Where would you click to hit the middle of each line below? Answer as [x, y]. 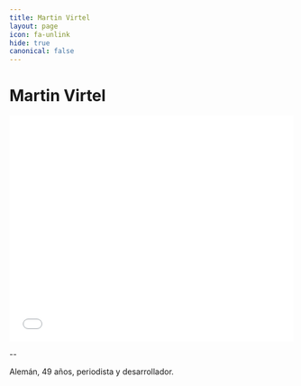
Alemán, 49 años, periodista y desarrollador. [91, 372]
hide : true [30, 43]
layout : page [34, 26]
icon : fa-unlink [40, 34]
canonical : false [42, 51]
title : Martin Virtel [50, 18]
